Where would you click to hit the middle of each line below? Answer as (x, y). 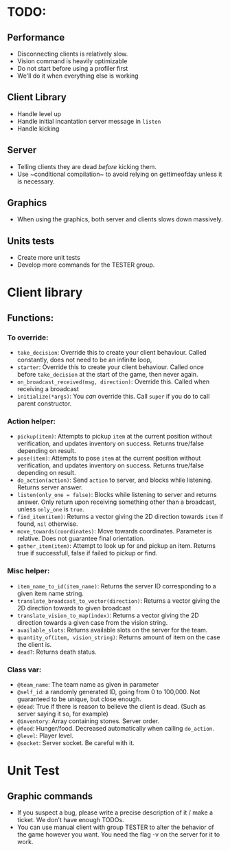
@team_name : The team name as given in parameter (88, 685)
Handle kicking (38, 129)
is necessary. (36, 181)
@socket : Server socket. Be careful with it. (76, 743)
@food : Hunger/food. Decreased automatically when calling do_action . (116, 729)
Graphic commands (50, 796)
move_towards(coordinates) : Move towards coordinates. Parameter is (114, 531)
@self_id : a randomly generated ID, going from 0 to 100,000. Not (108, 692)
